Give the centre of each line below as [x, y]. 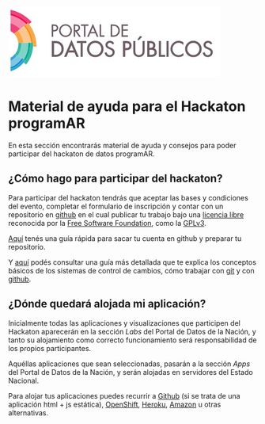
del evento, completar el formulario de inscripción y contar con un [116, 206]
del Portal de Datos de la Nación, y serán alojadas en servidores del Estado [131, 372]
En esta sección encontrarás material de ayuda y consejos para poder [122, 145]
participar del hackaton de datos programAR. [81, 154]
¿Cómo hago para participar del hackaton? [115, 179]
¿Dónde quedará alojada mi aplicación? [107, 304]
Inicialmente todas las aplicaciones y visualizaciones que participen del [125, 323]
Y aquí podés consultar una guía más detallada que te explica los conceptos [132, 262]
